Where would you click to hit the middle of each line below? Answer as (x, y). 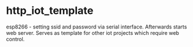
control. (16, 39)
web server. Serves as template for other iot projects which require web (93, 32)
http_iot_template (50, 11)
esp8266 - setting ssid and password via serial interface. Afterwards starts (97, 27)
